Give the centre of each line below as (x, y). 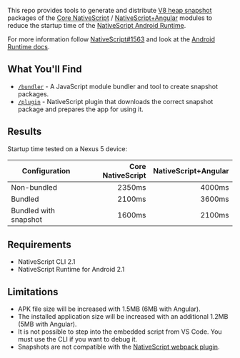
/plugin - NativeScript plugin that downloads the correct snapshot (115, 101)
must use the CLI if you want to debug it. (77, 339)
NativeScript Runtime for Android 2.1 (71, 270)
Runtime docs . (29, 47)
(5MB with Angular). (47, 324)
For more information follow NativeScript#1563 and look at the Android (111, 39)
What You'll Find (45, 70)
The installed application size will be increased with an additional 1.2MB (123, 317)
